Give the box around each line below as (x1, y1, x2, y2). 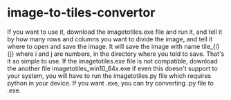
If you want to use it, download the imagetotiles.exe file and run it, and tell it (7, 28, 223, 36)
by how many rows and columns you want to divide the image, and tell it (7, 34, 213, 43)
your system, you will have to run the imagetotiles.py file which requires (7, 71, 212, 80)
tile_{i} (201, 42, 220, 50)
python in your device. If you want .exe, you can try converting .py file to (7, 79, 214, 87)
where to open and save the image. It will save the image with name (7, 42, 201, 50)
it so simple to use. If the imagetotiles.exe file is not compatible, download (7, 57, 218, 65)
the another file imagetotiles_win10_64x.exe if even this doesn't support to (7, 64, 218, 72)
